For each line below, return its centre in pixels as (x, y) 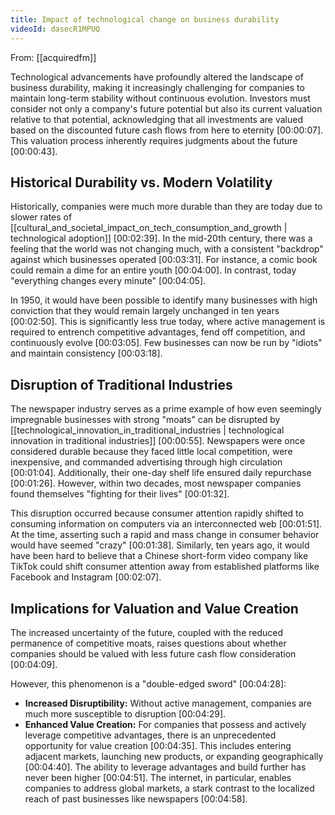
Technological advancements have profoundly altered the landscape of (157, 77)
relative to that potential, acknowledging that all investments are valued (157, 119)
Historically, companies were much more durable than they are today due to (166, 207)
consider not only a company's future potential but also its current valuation (166, 108)
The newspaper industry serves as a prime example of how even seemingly (166, 409)
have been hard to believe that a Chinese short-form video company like (159, 556)
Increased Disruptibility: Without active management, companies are (168, 703)
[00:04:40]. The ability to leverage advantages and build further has (165, 767)
